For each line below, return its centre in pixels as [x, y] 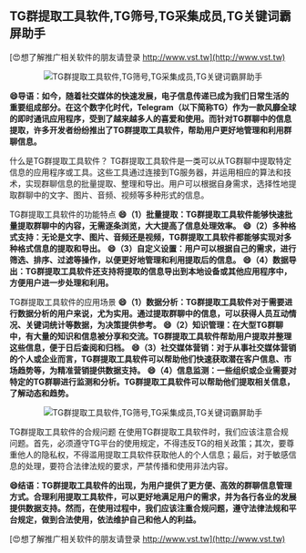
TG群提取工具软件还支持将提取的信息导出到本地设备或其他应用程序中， [158, 271]
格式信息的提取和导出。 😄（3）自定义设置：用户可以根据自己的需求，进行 [157, 248]
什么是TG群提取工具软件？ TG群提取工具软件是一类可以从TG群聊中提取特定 [151, 160]
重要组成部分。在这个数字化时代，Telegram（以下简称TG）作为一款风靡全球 [153, 107]
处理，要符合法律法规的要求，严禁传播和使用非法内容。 [129, 466]
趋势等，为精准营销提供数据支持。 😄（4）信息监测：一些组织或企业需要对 [157, 370]
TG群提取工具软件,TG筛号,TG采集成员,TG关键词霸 [150, 16]
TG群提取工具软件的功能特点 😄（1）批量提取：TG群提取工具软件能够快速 [147, 214]
